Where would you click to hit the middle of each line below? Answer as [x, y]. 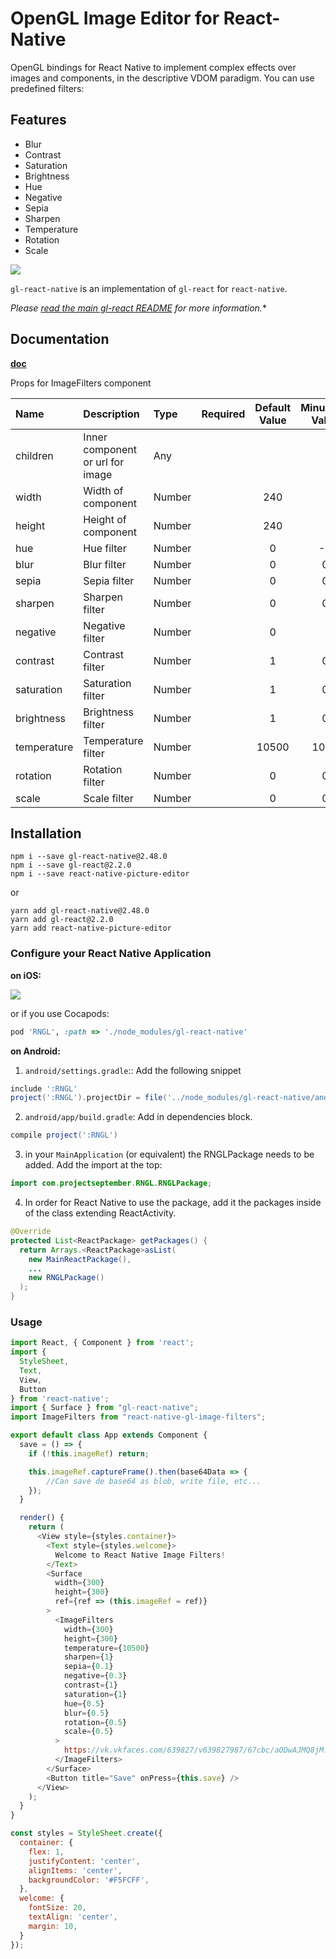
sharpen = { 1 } [88, 1657]
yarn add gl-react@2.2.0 [62, 920]
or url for [104, 462]
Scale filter [108, 798]
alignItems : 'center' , [75, 1870]
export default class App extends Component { [109, 1435]
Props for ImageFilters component [81, 383]
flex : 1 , [46, 1852]
